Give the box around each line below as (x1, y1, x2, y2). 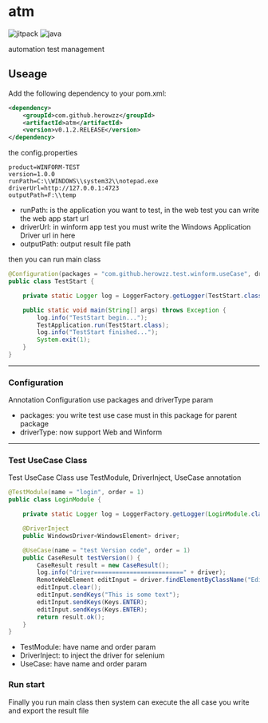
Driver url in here (19, 230, 76, 241)
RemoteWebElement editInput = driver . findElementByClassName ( (37, 576, 248, 584)
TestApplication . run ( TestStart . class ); (37, 321, 170, 329)
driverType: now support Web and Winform (19, 427, 162, 437)
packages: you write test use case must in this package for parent (19, 411, 238, 420)
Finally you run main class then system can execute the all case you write (8, 697, 250, 707)
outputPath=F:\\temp (8, 191, 77, 199)
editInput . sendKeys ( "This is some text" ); (37, 591, 180, 599)
